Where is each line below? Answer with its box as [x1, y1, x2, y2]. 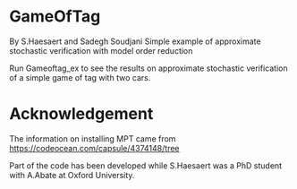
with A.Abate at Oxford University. [9, 169, 135, 180]
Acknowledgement [9, 104, 154, 125]
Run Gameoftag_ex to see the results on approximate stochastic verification [9, 63, 288, 73]
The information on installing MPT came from [9, 133, 176, 144]
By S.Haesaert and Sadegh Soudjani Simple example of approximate [9, 36, 261, 47]
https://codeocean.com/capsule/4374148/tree [9, 142, 181, 153]
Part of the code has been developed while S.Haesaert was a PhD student [9, 159, 283, 171]
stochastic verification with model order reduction [9, 45, 193, 56]
